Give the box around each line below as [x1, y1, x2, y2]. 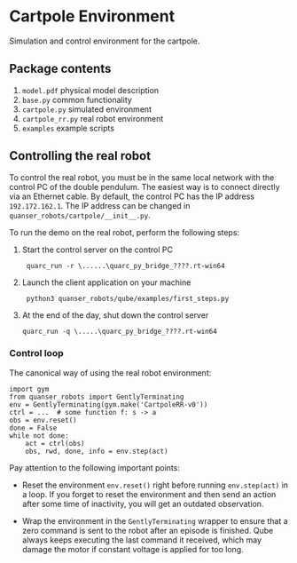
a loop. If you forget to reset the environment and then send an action [21, 488, 277, 499]
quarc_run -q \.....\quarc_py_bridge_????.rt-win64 [21, 327, 217, 336]
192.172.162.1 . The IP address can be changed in [9, 200, 191, 210]
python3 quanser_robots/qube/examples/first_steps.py [26, 294, 230, 303]
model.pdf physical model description [21, 84, 160, 95]
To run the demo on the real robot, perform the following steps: [9, 226, 240, 237]
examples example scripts [21, 123, 115, 133]
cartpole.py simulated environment [21, 104, 152, 115]
